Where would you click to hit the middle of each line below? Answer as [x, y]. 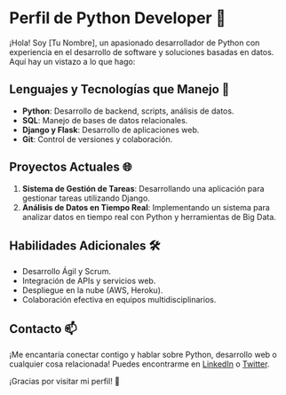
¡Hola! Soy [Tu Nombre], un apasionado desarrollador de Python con [135, 43]
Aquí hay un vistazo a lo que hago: [72, 61]
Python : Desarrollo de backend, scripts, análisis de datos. [128, 111]
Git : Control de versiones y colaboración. [97, 139]
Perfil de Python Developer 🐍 [118, 18]
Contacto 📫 [43, 329]
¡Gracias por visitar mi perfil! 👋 [65, 382]
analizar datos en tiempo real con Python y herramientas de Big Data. [149, 217]
